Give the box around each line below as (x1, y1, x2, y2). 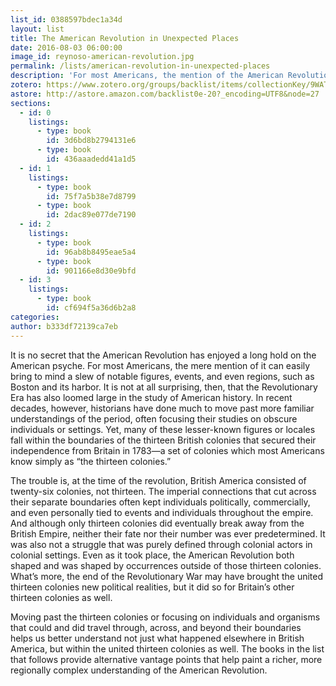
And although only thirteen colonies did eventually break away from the (10, 517, 305, 529)
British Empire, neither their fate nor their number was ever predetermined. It (10, 527, 326, 540)
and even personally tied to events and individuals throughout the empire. (10, 506, 314, 518)
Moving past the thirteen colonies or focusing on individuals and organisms (10, 611, 321, 623)
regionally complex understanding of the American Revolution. (10, 664, 268, 676)
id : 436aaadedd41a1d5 (46, 154, 137, 164)
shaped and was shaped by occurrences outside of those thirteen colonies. (10, 559, 322, 571)
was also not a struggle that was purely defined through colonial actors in (10, 538, 313, 550)
